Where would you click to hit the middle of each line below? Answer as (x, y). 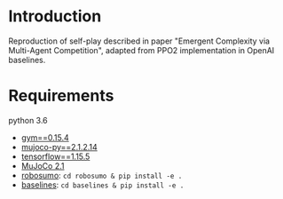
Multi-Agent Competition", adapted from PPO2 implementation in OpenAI (141, 50)
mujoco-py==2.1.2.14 (59, 147)
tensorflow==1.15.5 (55, 156)
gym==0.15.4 (45, 137)
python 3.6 (28, 120)
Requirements (61, 96)
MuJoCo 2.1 (43, 165)
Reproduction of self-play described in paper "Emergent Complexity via (139, 41)
